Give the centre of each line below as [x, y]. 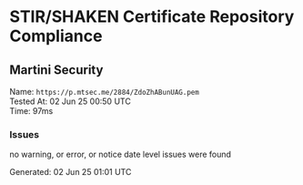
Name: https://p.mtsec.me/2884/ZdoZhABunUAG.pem [105, 92]
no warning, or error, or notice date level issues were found [121, 154]
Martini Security [56, 70]
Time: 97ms [31, 111]
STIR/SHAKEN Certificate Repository [152, 17]
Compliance [56, 36]
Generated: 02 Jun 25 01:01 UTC [71, 172]
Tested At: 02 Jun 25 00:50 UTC [71, 101]
